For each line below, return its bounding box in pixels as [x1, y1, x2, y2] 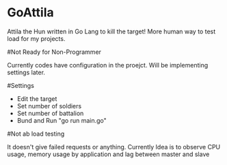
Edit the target [16, 94, 57, 103]
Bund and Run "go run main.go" [16, 116, 107, 124]
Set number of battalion [16, 109, 84, 117]
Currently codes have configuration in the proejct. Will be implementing [7, 61, 209, 69]
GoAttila [7, 5, 55, 20]
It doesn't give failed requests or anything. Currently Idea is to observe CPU [7, 142, 221, 151]
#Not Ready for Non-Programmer [7, 48, 101, 56]
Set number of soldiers [16, 102, 82, 110]
